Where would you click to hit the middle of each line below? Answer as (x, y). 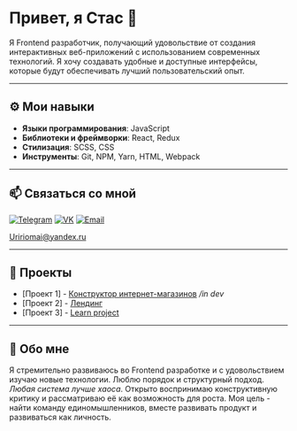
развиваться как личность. (61, 417)
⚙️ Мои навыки (52, 107)
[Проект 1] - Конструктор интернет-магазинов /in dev (123, 294)
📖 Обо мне (39, 349)
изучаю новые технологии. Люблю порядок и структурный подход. (137, 380)
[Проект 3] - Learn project (70, 312)
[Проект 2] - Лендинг (62, 304)
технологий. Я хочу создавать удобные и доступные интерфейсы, (133, 61)
